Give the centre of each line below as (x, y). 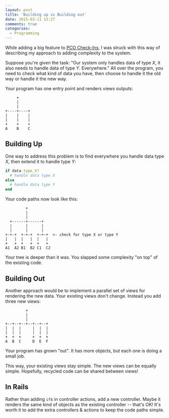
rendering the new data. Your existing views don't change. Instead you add (83, 296)
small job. (15, 356)
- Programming (24, 33)
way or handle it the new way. (36, 79)
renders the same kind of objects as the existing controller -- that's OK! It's (83, 404)
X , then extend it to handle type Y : (41, 161)
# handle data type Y (33, 185)
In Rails (17, 387)
